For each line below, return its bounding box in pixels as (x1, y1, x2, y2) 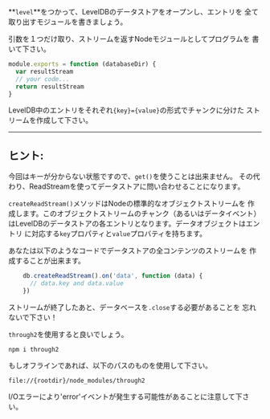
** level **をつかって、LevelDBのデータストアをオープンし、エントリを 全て (8, 7, 259, 16)
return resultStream (15, 83, 84, 91)
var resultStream (15, 67, 74, 75)
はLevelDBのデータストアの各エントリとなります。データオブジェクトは (8, 219, 247, 229)
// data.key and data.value (29, 279, 125, 287)
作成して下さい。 (35, 116, 93, 125)
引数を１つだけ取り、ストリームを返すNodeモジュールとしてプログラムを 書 (8, 35, 260, 43)
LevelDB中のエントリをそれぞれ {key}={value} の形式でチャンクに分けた (8, 105, 245, 115)
